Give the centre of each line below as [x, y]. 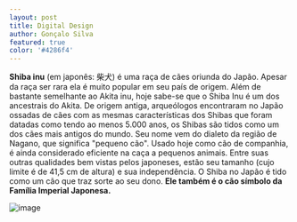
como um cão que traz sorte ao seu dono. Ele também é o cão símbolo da [146, 181]
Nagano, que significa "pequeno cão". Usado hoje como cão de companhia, [149, 144]
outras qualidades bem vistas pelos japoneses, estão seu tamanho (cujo [142, 163]
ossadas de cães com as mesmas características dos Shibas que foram [141, 115]
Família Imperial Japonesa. [60, 191]
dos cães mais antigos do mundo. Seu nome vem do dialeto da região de [143, 134]
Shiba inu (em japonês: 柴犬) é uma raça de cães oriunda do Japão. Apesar [148, 77]
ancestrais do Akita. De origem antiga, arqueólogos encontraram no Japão [146, 106]
